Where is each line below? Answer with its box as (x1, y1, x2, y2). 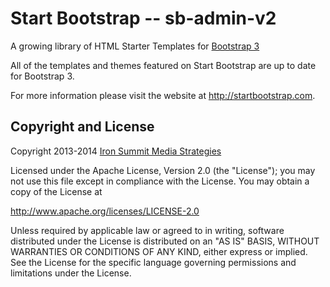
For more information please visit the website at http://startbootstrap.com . (10, 89, 316, 101)
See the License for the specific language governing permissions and (10, 256, 297, 268)
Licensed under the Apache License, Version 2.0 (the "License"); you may (10, 164, 316, 176)
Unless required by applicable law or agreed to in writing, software (10, 224, 285, 236)
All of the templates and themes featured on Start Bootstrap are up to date (10, 59, 317, 71)
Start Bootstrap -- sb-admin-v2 (10, 7, 277, 30)
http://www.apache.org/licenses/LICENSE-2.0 (10, 205, 200, 217)
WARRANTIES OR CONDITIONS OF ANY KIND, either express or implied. (10, 245, 308, 257)
